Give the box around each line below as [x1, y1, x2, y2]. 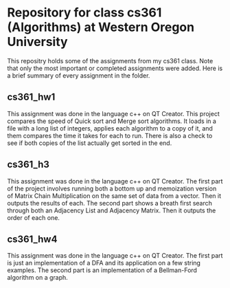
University [7, 34, 68, 49]
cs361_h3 [7, 159, 50, 170]
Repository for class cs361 [7, 5, 162, 21]
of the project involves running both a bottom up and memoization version [7, 184, 217, 192]
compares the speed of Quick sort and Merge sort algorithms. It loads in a [7, 117, 216, 125]
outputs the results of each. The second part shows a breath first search [7, 199, 213, 207]
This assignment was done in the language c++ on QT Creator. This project [7, 109, 220, 118]
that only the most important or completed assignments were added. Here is [7, 64, 223, 72]
